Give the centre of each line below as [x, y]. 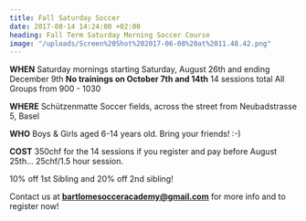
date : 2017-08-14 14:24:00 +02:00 [75, 26]
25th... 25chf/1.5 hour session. [67, 162]
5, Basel [24, 116]
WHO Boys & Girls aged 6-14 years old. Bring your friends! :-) [125, 134]
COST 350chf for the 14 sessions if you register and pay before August [143, 152]
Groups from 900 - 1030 [55, 89]
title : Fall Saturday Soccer [65, 18]
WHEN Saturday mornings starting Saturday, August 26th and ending [140, 69]
